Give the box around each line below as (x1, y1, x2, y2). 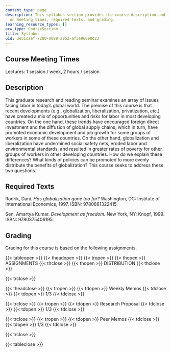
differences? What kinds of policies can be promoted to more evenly (5, 156, 149, 162)
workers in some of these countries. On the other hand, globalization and (5, 135, 159, 141)
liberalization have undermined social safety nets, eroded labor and (5, 140, 147, 146)
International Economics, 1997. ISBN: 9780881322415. (5, 201, 118, 207)
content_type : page (5, 7, 47, 13)
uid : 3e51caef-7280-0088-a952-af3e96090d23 (5, 36, 100, 41)
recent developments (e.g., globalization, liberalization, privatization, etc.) (5, 108, 160, 114)
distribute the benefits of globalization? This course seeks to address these (5, 162, 164, 168)
